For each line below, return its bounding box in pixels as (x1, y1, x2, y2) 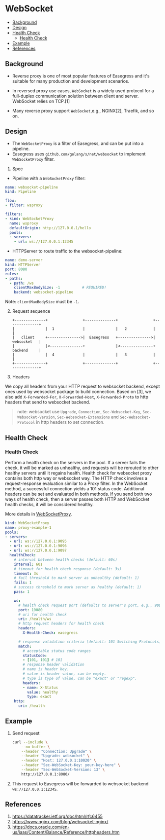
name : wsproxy (9, 220, 38, 226)
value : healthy (27, 690, 58, 694)
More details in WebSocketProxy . (5, 511, 72, 517)
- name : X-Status (23, 685, 58, 690)
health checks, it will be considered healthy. (5, 501, 94, 507)
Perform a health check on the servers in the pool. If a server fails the (5, 459, 146, 465)
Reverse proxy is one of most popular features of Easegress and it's (12, 73, 150, 79)
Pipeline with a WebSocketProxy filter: (12, 175, 86, 181)
